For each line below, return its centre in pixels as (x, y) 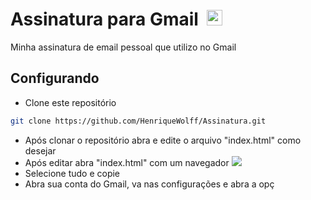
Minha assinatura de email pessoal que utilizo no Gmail (123, 47)
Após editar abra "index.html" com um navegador (127, 162)
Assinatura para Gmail (104, 19)
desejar (40, 150)
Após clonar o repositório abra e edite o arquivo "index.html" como (163, 140)
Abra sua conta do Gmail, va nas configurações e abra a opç (149, 184)
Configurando (55, 78)
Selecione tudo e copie (72, 173)
